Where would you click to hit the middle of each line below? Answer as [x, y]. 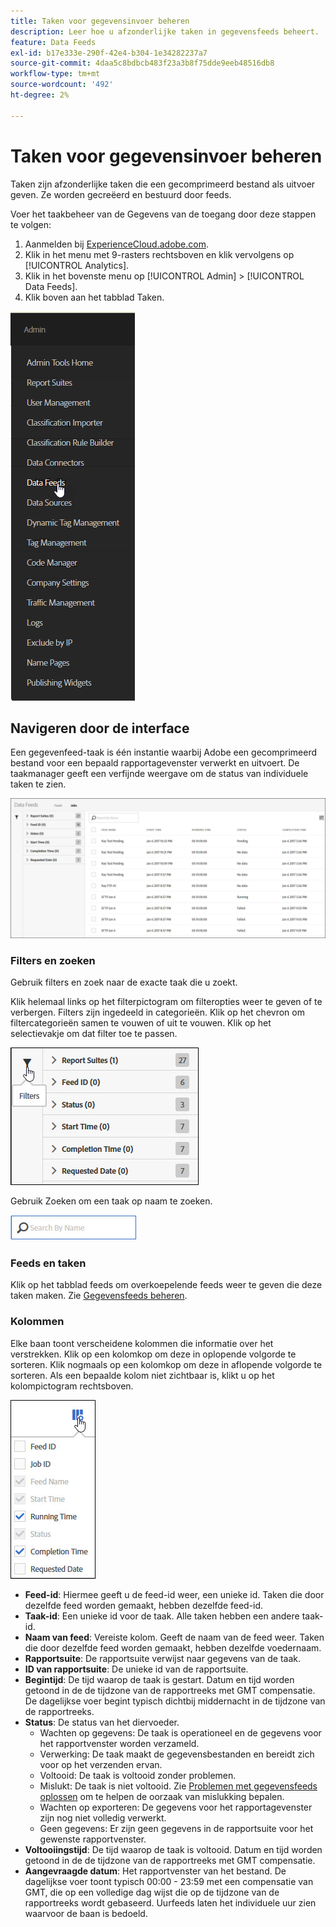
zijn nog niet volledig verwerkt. [103, 1817]
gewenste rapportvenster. [93, 1839]
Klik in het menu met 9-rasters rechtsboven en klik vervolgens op [159, 254]
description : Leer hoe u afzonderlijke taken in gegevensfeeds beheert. [165, 31]
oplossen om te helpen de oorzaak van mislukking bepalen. [162, 1796]
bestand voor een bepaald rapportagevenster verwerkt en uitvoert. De [155, 763]
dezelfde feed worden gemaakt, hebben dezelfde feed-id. [144, 1605]
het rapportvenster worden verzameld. [119, 1743]
